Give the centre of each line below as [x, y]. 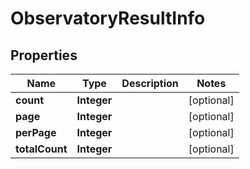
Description [150, 83]
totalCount [41, 149]
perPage [36, 132]
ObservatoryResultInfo [108, 18]
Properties [44, 55]
